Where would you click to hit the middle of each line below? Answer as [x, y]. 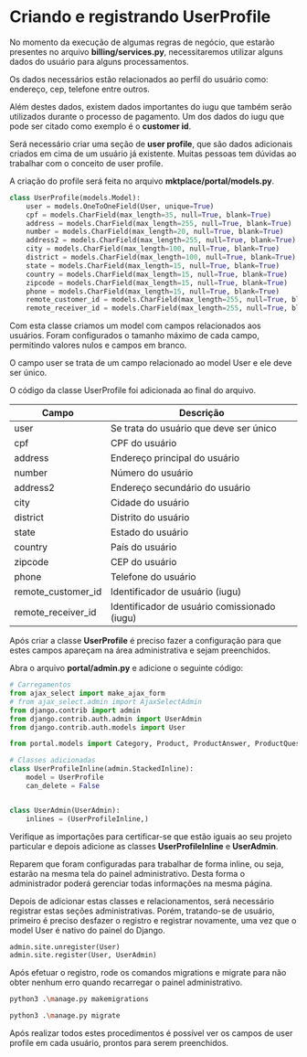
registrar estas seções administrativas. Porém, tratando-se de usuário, [142, 911]
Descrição [202, 413]
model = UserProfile [65, 778]
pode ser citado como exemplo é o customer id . [101, 126]
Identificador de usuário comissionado [193, 607]
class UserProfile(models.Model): [75, 198]
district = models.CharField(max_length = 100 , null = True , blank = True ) [161, 258]
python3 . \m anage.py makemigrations [79, 999]
